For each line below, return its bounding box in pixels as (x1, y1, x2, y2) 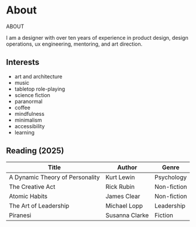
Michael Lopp (105, 201, 143, 209)
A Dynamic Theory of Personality (9, 173, 100, 181)
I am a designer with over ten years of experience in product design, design (6, 34, 188, 41)
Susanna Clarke (105, 211, 149, 219)
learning (14, 129, 35, 136)
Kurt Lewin (105, 173, 135, 181)
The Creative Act (9, 183, 56, 191)
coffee (14, 104, 30, 111)
